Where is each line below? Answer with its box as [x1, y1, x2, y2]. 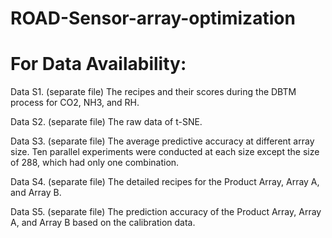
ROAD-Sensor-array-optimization [10, 7, 296, 30]
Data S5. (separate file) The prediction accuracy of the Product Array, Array [10, 206, 322, 218]
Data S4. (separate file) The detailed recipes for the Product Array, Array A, [10, 176, 320, 188]
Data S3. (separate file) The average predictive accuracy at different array [10, 135, 315, 147]
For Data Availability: [10, 53, 187, 76]
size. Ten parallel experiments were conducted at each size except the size [10, 146, 320, 158]
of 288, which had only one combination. [10, 157, 180, 169]
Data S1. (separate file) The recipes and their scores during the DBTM [10, 86, 297, 98]
